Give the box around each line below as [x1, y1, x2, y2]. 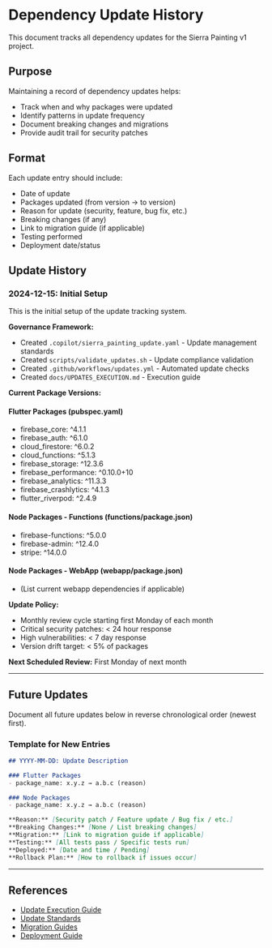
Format [8, 152, 46, 165]
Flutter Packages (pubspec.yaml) [8, 406, 124, 416]
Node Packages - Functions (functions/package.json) [8, 513, 193, 522]
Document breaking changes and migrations [19, 119, 168, 129]
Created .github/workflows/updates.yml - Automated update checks [19, 363, 249, 374]
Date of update [19, 188, 70, 198]
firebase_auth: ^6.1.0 [19, 433, 88, 443]
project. [8, 41, 35, 50]
